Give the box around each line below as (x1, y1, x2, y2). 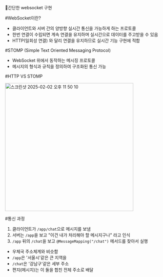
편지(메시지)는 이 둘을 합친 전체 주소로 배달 (12, 267, 94, 273)
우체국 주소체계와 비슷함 (12, 249, 59, 254)
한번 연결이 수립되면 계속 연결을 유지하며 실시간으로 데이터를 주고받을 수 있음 (12, 32, 159, 37)
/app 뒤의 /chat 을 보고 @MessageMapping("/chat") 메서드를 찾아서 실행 (12, 238, 148, 244)
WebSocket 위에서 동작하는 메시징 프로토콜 (12, 58, 96, 63)
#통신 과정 (5, 216, 25, 221)
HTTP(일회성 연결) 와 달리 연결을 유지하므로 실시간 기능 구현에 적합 (12, 38, 140, 43)
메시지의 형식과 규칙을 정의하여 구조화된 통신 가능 (12, 63, 106, 69)
